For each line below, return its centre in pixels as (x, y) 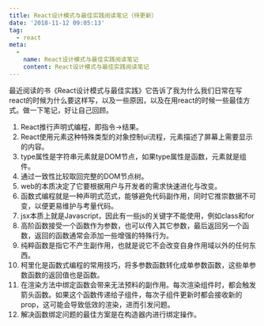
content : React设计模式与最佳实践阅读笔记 (86, 67)
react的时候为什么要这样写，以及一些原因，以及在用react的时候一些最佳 (126, 100)
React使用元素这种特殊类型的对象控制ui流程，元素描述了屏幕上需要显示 (137, 137)
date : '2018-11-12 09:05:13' (57, 23)
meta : (18, 45)
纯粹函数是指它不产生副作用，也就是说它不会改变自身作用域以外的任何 (135, 245)
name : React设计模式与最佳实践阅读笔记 (81, 60)
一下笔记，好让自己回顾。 (71, 110)
